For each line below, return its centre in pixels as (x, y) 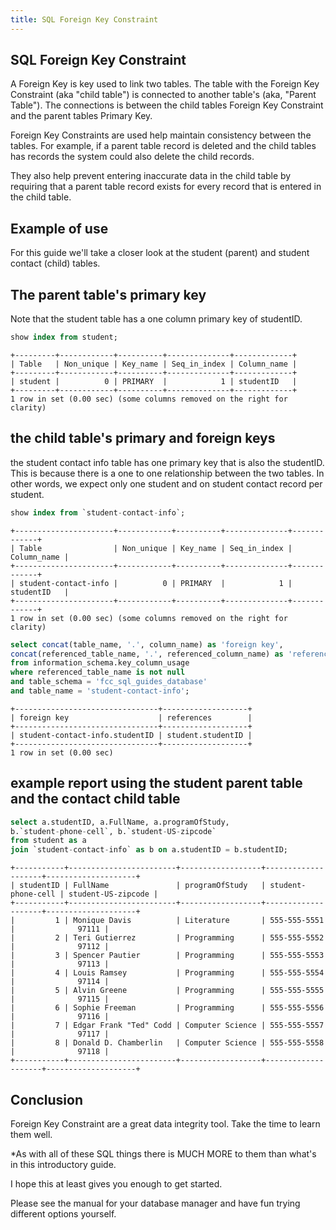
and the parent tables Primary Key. (81, 116)
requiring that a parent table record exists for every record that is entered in (166, 187)
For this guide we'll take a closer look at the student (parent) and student (160, 253)
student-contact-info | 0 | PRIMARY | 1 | (156, 583)
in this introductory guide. (63, 1164)
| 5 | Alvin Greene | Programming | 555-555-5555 (167, 991)
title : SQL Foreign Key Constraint (84, 19)
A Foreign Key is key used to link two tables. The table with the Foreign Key (165, 84)
